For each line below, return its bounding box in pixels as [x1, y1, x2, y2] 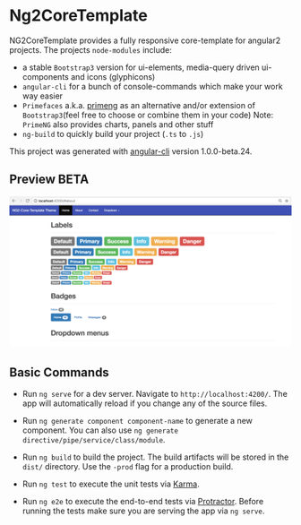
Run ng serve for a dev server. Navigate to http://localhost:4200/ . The [21, 389, 288, 400]
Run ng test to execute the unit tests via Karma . [21, 478, 200, 489]
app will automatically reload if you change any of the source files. [21, 398, 268, 409]
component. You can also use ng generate [21, 425, 179, 435]
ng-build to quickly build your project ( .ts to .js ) [21, 128, 204, 139]
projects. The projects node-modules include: [9, 44, 173, 55]
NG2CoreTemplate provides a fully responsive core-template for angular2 [9, 35, 280, 46]
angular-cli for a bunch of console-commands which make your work [21, 81, 284, 91]
